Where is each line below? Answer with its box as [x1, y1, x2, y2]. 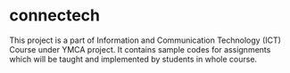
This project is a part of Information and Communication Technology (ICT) [9, 35, 281, 45]
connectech [9, 5, 101, 26]
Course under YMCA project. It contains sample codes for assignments [9, 44, 271, 54]
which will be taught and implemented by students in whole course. [9, 53, 257, 64]
